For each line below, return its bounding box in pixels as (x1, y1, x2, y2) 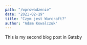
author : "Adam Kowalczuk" (5, 21, 58, 26)
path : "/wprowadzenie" (5, 7, 51, 12)
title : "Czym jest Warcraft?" (5, 16, 67, 21)
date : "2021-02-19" (5, 12, 45, 17)
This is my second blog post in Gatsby (5, 34, 82, 40)
